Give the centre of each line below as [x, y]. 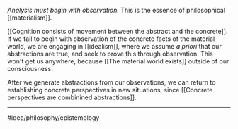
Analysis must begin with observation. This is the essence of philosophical [116, 10]
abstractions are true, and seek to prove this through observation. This [110, 54]
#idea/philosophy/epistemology [53, 118]
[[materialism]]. [30, 18]
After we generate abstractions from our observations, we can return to [112, 82]
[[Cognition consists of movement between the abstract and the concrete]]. [118, 31]
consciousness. [30, 69]
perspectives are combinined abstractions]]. [72, 97]
